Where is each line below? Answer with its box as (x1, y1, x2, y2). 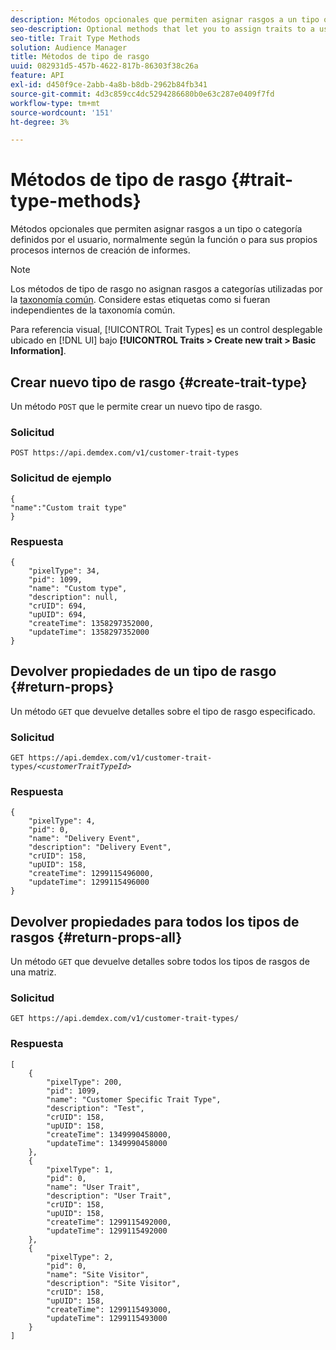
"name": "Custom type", (28, 583, 128, 593)
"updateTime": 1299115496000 (28, 877, 150, 888)
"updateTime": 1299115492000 (46, 1226, 168, 1236)
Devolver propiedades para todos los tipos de (10, 913, 300, 930)
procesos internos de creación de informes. (10, 244, 191, 256)
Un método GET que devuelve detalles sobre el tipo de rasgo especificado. (10, 705, 316, 717)
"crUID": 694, (28, 601, 87, 611)
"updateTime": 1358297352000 (28, 627, 150, 637)
